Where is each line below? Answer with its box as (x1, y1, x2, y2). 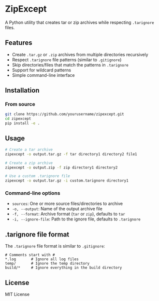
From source (5, 101, 35, 108)
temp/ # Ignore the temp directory (5, 261, 90, 266)
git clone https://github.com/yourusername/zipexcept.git (5, 112, 124, 117)
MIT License (5, 291, 30, 297)
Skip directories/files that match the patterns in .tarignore (12, 62, 129, 67)
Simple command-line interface (12, 72, 75, 78)
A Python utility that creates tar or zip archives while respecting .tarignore (5, 19, 155, 25)
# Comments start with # (5, 252, 55, 258)
